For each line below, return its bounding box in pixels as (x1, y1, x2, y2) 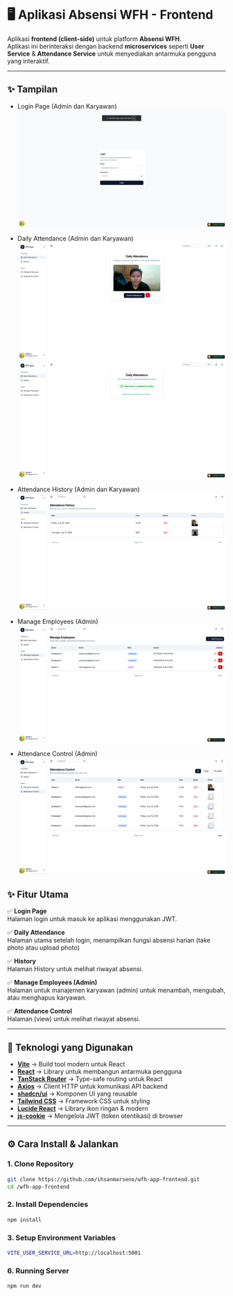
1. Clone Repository (7, 1159, 74, 1169)
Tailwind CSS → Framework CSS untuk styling (17, 1097, 150, 1105)
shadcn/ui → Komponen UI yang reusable (17, 1089, 137, 1098)
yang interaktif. (7, 56, 50, 65)
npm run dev (7, 1283, 42, 1290)
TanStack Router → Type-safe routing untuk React (17, 1075, 163, 1083)
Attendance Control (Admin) (17, 750, 98, 758)
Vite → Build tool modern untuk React (17, 1060, 126, 1069)
